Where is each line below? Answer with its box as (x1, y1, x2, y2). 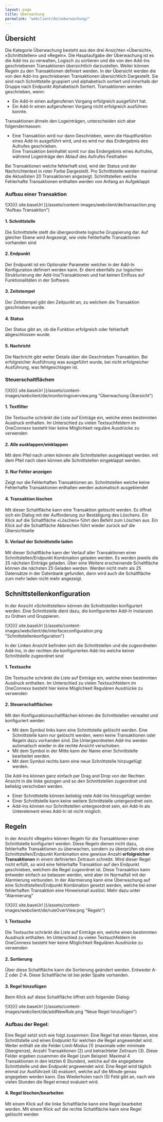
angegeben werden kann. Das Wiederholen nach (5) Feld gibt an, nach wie (5, 1074, 155, 1079)
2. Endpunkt (5, 251, 30, 257)
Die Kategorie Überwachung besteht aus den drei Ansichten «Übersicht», (5, 47, 152, 53)
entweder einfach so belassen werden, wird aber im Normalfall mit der (5, 872, 146, 878)
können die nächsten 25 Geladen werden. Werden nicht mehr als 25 (5, 565, 142, 571)
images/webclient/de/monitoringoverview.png (5, 392, 97, 398)
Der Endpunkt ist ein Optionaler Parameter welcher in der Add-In (5, 261, 135, 267)
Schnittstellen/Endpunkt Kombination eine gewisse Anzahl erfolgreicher (5, 851, 150, 857)
